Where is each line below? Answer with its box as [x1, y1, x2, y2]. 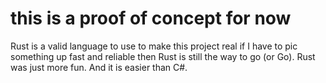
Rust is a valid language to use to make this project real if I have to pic [10, 40, 298, 52]
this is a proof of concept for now [10, 7, 292, 30]
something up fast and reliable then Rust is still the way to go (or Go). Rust [10, 50, 316, 62]
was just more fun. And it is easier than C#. [10, 61, 188, 73]
